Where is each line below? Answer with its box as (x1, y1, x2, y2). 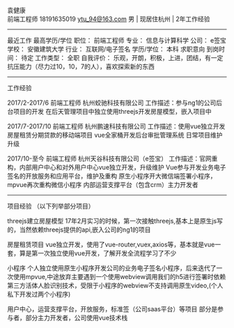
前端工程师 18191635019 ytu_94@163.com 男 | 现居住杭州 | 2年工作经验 (7, 15, 210, 23)
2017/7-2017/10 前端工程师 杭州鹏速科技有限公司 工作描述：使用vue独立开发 (7, 122, 226, 131)
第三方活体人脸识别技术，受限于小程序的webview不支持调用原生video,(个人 (7, 281, 224, 290)
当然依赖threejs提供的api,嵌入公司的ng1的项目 (19, 225, 151, 234)
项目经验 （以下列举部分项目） (7, 202, 95, 210)
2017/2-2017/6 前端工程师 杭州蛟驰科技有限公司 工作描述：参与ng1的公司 (7, 98, 217, 107)
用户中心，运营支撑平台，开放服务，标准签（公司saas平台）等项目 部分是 (7, 305, 218, 313)
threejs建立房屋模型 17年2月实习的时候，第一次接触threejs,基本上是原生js (7, 217, 217, 225)
